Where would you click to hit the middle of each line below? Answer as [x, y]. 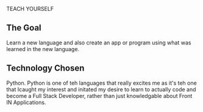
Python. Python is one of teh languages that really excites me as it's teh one [101, 83]
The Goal [24, 28]
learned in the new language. [43, 49]
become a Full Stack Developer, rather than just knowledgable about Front [99, 96]
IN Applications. [26, 102]
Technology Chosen [45, 68]
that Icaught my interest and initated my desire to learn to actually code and [101, 89]
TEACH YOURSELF [30, 9]
